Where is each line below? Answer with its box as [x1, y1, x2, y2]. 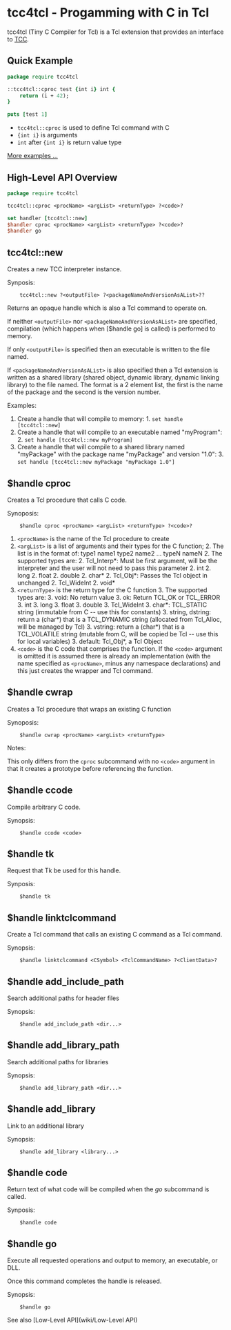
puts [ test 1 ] [7, 111, 48, 118]
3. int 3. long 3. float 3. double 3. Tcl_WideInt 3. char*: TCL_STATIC [17, 600, 208, 609]
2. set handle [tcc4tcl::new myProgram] [17, 436, 133, 444]
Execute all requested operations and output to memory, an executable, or [7, 1256, 219, 1264]
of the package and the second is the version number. [7, 388, 161, 396]
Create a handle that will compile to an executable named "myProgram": [17, 428, 223, 436]
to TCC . [7, 35, 29, 43]
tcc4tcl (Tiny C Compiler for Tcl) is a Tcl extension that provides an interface [7, 28, 224, 36]
